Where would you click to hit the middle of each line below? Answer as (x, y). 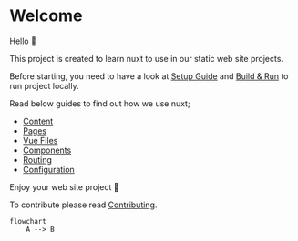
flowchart (28, 221)
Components (47, 150)
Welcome (46, 16)
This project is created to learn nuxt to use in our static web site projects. (147, 58)
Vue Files (40, 140)
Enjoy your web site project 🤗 (64, 186)
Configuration (48, 169)
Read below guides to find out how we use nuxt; (100, 103)
